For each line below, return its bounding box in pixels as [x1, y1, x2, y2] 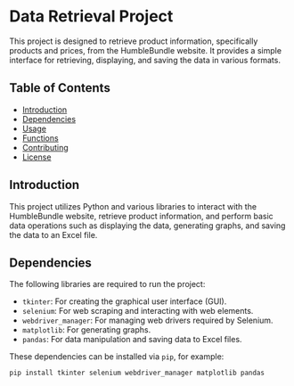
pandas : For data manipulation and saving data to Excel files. [21, 334, 242, 345]
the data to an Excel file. [9, 229, 98, 240]
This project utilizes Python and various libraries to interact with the [9, 201, 257, 211]
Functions [21, 132, 60, 144]
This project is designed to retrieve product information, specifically [9, 36, 258, 46]
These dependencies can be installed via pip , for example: [9, 351, 225, 362]
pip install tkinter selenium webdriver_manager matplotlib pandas [9, 368, 265, 378]
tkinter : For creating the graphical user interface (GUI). [21, 296, 227, 307]
